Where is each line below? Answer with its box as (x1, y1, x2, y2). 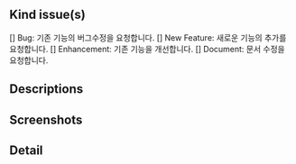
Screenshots (9, 112, 83, 127)
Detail (9, 142, 43, 158)
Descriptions (9, 81, 84, 97)
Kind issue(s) (9, 7, 86, 23)
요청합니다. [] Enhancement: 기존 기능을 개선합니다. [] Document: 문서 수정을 (9, 43, 286, 54)
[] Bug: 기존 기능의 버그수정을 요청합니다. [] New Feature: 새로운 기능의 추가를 (9, 32, 287, 43)
